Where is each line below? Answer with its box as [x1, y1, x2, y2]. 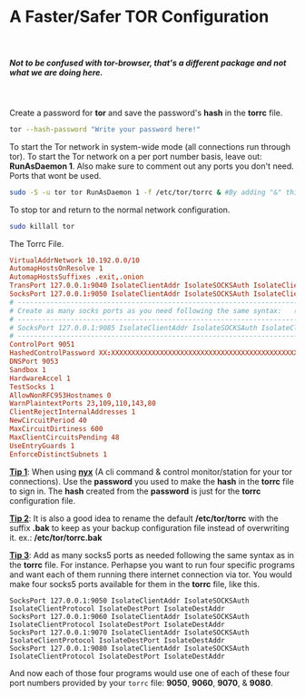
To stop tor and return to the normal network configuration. [9, 204, 231, 215]
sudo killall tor [9, 221, 75, 231]
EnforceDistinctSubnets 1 [9, 449, 107, 459]
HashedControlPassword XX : [9, 348, 112, 358]
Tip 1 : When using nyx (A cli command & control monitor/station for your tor [9, 466, 292, 477]
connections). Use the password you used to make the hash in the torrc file [9, 476, 295, 486]
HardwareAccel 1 [9, 374, 71, 383]
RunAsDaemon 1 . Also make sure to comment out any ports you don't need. [9, 161, 295, 172]
